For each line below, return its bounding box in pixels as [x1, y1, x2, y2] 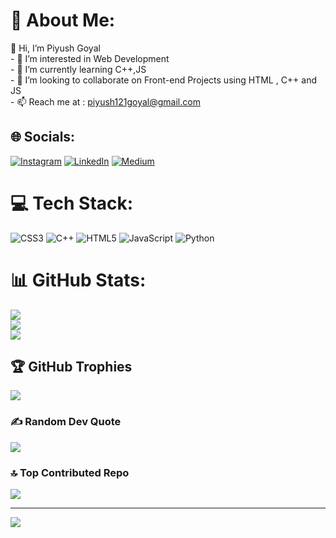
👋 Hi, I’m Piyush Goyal [10, 42, 101, 54]
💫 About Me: [10, 9, 116, 32]
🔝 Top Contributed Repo [10, 465, 130, 479]
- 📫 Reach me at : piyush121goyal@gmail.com [10, 95, 201, 108]
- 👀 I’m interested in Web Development [10, 52, 170, 64]
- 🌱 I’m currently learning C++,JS [10, 63, 147, 75]
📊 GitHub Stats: [10, 269, 147, 291]
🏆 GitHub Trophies [10, 359, 133, 376]
